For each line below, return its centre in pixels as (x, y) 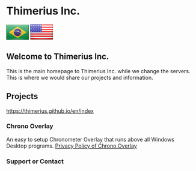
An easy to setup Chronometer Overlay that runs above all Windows (90, 139)
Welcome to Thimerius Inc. (58, 57)
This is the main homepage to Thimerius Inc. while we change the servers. (98, 71)
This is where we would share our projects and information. (80, 77)
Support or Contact (35, 161)
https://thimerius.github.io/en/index (50, 111)
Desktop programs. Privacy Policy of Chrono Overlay (72, 146)
